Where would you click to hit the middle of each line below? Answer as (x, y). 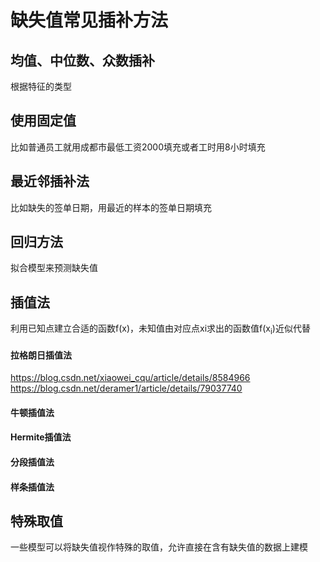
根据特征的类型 (41, 86)
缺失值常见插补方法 (89, 20)
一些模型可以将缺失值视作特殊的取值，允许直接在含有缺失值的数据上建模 (159, 547)
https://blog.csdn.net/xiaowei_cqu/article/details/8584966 (130, 378)
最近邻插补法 (50, 181)
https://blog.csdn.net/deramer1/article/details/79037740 (126, 388)
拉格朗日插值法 (41, 355)
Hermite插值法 (41, 437)
